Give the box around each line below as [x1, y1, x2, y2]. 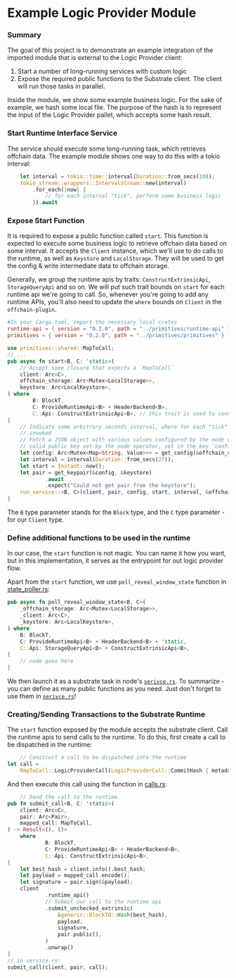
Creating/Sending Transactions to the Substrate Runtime [7, 709, 206, 719]
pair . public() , [57, 931, 102, 938]
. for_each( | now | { [32, 186, 86, 193]
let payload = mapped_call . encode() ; [20, 872, 131, 879]
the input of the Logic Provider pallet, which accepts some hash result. [7, 111, 212, 119]
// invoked [20, 430, 52, 437]
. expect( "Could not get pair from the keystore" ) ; [44, 482, 197, 489]
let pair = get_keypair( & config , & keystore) [20, 469, 152, 476]
